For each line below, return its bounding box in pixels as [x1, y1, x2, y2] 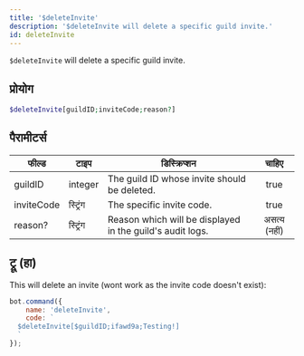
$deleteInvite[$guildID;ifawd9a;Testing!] [17, 322, 180, 332]
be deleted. [107, 183, 156, 196]
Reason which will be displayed [107, 213, 242, 226]
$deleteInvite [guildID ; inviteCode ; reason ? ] [9, 105, 176, 114]
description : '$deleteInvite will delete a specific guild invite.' [9, 22, 273, 31]
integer [68, 178, 100, 190]
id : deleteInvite [9, 30, 75, 39]
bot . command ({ [9, 296, 63, 306]
